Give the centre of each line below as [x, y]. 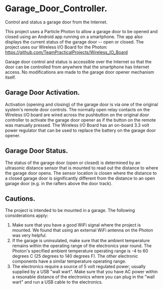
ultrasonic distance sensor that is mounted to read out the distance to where [82, 168]
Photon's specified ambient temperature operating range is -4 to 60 [80, 251]
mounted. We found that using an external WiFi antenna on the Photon [82, 230]
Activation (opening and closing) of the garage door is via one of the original [81, 104]
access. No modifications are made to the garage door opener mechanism [80, 72]
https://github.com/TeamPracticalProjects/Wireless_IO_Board [66, 52]
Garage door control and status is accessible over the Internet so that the [78, 62]
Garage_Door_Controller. [56, 9]
